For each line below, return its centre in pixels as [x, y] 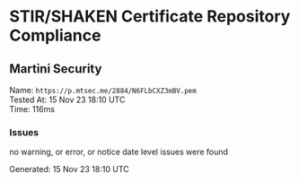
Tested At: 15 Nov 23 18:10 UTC [67, 100]
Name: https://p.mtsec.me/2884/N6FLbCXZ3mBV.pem [103, 90]
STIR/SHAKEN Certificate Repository [150, 17]
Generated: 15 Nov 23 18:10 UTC [69, 169]
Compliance [55, 35]
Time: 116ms [32, 109]
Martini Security [56, 69]
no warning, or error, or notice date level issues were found [119, 152]
